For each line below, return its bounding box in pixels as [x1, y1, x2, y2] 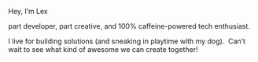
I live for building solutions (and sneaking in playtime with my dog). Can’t [8, 36, 246, 46]
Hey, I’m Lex [8, 7, 49, 15]
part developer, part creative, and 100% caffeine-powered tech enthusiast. [8, 22, 250, 30]
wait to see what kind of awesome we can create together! [8, 45, 198, 53]
